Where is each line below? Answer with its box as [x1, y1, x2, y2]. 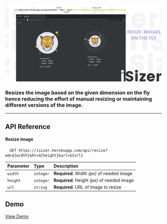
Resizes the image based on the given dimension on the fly [5, 89, 150, 96]
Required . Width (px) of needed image [53, 170, 133, 176]
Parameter [7, 163, 30, 169]
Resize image [5, 136, 34, 142]
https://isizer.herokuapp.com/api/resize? [18, 148, 108, 153]
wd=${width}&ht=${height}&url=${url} [5, 153, 83, 158]
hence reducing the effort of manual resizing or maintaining [5, 95, 153, 102]
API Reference [5, 122, 51, 131]
